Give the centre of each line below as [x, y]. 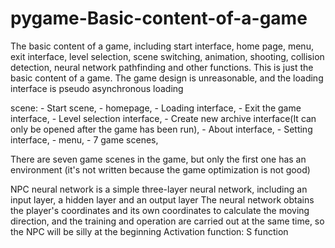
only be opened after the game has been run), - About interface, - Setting [161, 129]
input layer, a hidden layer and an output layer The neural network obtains [162, 199]
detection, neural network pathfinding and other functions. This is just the [162, 67]
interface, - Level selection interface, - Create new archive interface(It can [163, 118]
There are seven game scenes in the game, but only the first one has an [158, 159]
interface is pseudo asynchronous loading [97, 88]
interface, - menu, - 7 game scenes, [84, 139]
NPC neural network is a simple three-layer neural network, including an [159, 189]
